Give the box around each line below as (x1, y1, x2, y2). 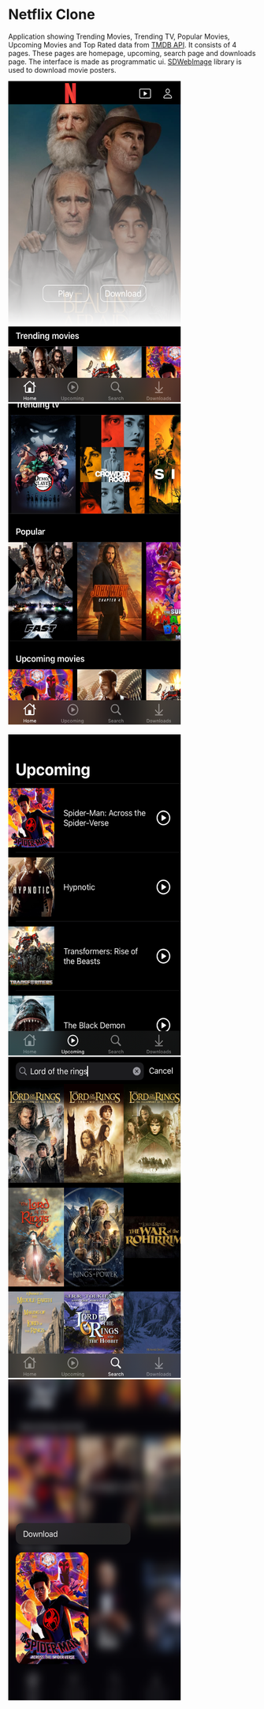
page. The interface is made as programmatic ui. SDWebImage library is (8, 57, 242, 66)
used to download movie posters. (8, 65, 117, 74)
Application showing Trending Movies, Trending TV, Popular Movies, (8, 32, 230, 41)
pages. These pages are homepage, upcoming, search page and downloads (8, 48, 256, 58)
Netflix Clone (8, 6, 96, 24)
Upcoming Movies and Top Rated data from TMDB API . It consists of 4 (8, 40, 237, 49)
